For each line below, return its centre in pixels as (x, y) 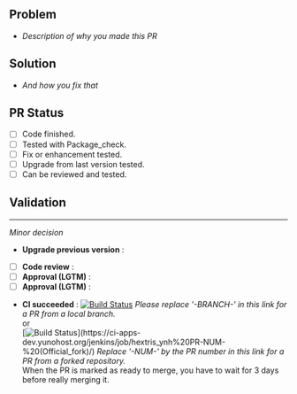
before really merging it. (65, 379)
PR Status (37, 113)
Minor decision (36, 232)
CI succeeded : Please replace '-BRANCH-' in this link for (154, 304)
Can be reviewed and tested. (74, 174)
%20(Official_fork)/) (58, 351)
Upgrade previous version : (73, 249)
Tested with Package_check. (74, 144)
